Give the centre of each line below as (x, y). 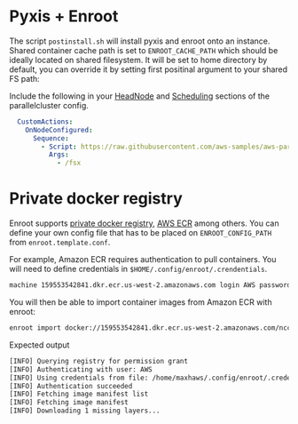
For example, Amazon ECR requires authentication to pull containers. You (143, 260)
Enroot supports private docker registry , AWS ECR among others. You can (144, 223)
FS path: (24, 78)
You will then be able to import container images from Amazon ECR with (141, 302)
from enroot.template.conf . (60, 243)
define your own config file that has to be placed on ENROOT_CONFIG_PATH (141, 233)
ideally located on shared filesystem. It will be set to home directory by (138, 60)
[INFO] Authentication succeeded (71, 386)
